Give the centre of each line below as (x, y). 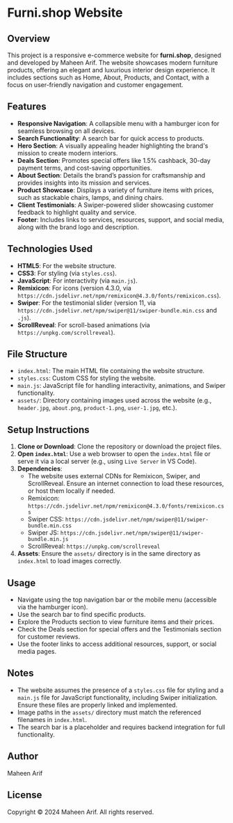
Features (27, 107)
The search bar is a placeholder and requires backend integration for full (121, 727)
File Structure (37, 354)
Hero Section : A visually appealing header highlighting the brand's (113, 146)
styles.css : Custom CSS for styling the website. (86, 378)
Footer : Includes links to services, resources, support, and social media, (121, 219)
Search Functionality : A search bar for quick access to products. (111, 138)
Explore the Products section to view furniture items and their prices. (116, 622)
